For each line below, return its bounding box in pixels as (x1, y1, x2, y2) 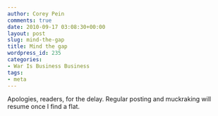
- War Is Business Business (7, 63, 90, 70)
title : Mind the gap (7, 43, 68, 50)
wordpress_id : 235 (7, 50, 61, 57)
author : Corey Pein (7, 10, 65, 18)
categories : (7, 56, 42, 63)
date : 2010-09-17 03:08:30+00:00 (7, 23, 106, 30)
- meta (7, 75, 27, 83)
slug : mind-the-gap (7, 37, 65, 44)
